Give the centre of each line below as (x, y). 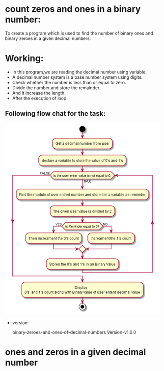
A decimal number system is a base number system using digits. (77, 77)
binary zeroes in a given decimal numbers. (48, 38)
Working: (24, 58)
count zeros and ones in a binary (73, 9)
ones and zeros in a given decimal (76, 352)
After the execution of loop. (40, 98)
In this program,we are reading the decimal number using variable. (80, 72)
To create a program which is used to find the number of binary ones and (79, 33)
